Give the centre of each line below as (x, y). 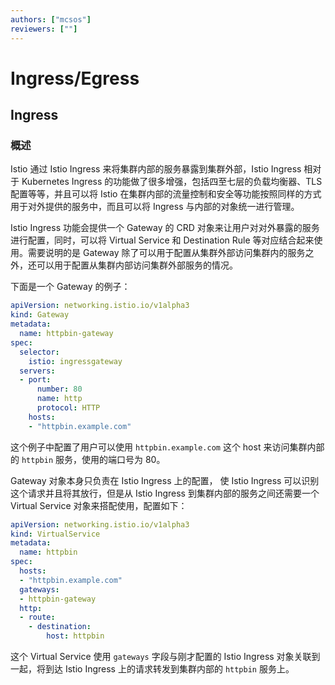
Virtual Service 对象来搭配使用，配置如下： (99, 505)
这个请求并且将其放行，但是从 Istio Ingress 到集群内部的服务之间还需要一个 (165, 493)
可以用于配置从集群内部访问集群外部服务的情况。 (137, 265)
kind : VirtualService (55, 534)
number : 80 (59, 389)
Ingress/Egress (75, 78)
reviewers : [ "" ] (44, 29)
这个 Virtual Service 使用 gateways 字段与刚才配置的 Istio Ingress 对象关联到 (165, 656)
